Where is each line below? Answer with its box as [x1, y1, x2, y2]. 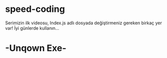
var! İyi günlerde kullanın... [5, 25, 59, 31]
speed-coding [5, 3, 65, 15]
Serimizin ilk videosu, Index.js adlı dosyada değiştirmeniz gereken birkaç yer [5, 20, 162, 26]
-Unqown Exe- [5, 43, 66, 54]
